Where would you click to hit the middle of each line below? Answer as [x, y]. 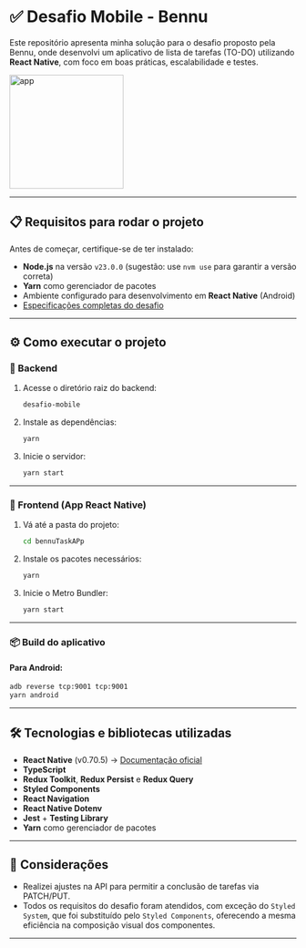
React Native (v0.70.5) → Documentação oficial [112, 759]
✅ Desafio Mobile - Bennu [109, 17]
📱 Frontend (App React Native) [78, 505]
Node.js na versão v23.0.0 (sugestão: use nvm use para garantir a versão [159, 266]
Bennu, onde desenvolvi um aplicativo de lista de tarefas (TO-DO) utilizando [152, 52]
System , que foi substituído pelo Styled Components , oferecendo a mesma [159, 916]
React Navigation [56, 799]
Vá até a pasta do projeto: [71, 525]
